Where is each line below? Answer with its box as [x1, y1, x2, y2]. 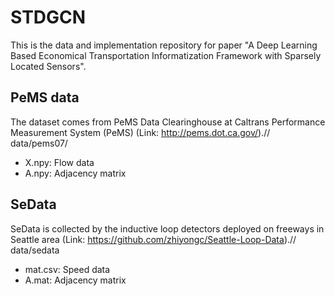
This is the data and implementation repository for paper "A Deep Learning [10, 39, 318, 51]
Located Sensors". [10, 60, 87, 72]
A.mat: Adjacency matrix [24, 274, 127, 286]
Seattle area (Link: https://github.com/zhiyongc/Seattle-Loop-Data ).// [10, 233, 297, 245]
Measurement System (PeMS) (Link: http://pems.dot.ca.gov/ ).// [10, 126, 271, 138]
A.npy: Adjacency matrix [24, 167, 127, 179]
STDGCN [10, 6, 87, 29]
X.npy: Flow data [24, 156, 95, 168]
